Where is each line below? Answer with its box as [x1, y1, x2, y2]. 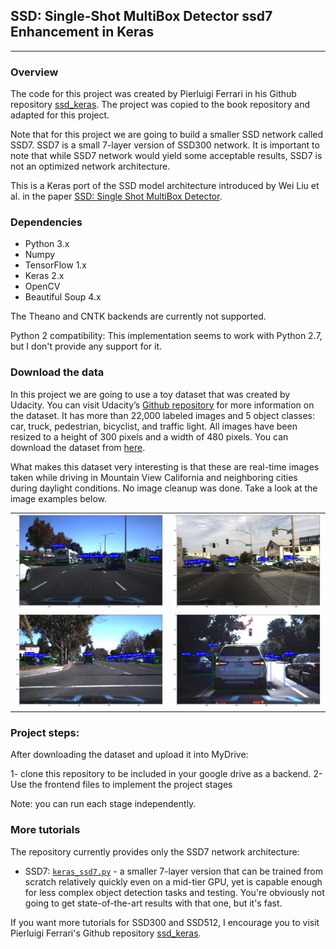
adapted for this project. [10, 109, 110, 121]
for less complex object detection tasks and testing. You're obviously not [24, 886, 325, 898]
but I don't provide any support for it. [10, 340, 163, 353]
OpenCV [24, 280, 61, 293]
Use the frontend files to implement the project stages [10, 779, 233, 791]
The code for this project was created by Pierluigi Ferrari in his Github [10, 88, 297, 100]
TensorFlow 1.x [24, 259, 88, 271]
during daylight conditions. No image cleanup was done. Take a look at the [10, 482, 318, 494]
